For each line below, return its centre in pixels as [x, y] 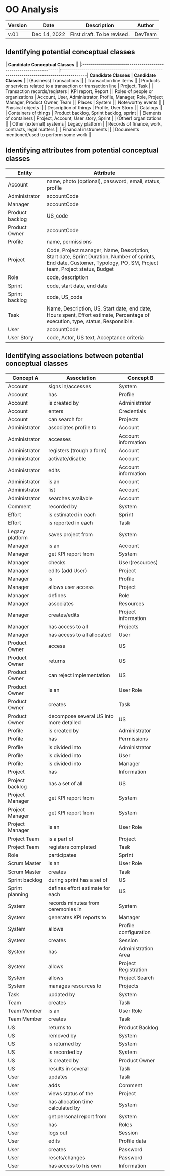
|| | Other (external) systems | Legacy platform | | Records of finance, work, [84, 123]
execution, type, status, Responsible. [90, 321]
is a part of [61, 839]
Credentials [132, 411]
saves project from [70, 535]
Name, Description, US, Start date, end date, [99, 308]
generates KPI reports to [77, 917]
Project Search [136, 978]
